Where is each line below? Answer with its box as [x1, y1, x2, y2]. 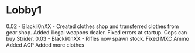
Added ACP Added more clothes [6, 41, 85, 48]
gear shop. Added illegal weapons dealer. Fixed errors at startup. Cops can [6, 29, 187, 36]
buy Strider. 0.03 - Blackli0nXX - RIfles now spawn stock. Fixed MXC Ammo [6, 35, 189, 42]
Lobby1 [6, 3, 42, 17]
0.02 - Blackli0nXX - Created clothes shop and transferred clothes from [6, 23, 179, 30]
